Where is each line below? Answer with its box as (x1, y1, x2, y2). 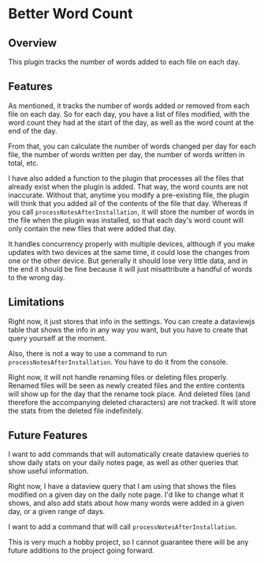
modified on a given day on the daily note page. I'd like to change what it (8, 490, 244, 500)
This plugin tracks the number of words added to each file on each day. (8, 57, 240, 66)
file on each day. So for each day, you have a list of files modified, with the (8, 109, 250, 118)
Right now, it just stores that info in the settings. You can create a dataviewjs (8, 317, 255, 326)
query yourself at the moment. (8, 333, 107, 343)
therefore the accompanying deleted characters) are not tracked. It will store (8, 397, 257, 407)
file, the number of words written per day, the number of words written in (8, 149, 245, 159)
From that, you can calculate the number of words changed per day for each (8, 141, 256, 151)
